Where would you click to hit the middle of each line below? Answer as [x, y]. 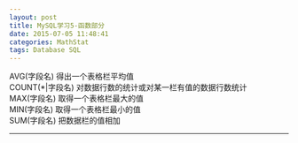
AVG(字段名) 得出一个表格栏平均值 [72, 77]
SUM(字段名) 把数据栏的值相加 [65, 121]
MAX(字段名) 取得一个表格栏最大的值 [77, 99]
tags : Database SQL [45, 50]
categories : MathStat [49, 42]
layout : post [33, 17]
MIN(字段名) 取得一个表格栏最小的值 [75, 109]
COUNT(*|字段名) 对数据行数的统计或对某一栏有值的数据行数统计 [128, 87]
